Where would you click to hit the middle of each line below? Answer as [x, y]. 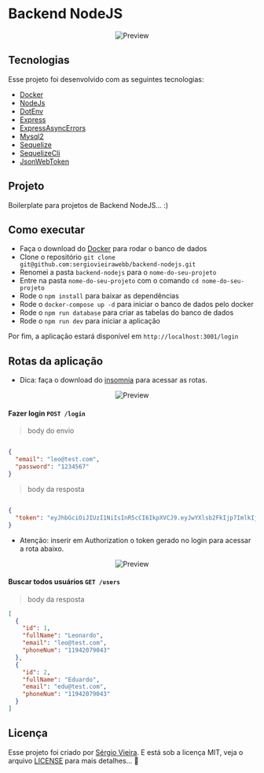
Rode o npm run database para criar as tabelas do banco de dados [126, 313]
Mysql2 [32, 136]
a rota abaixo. [42, 549]
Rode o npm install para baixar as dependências [99, 296]
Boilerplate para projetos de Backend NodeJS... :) [88, 205]
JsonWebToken [44, 161]
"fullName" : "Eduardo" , [61, 679]
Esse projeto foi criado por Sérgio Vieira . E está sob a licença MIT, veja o [126, 752]
